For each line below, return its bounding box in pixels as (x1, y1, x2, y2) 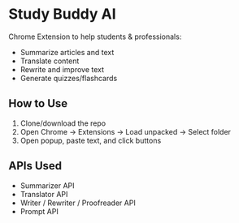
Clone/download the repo (20, 118, 106, 128)
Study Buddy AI (8, 5, 116, 24)
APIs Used (8, 159, 63, 173)
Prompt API (20, 206, 59, 216)
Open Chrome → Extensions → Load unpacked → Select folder (20, 127, 232, 136)
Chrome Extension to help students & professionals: (8, 32, 182, 41)
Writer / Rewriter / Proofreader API (20, 198, 136, 208)
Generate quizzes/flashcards (20, 73, 118, 83)
